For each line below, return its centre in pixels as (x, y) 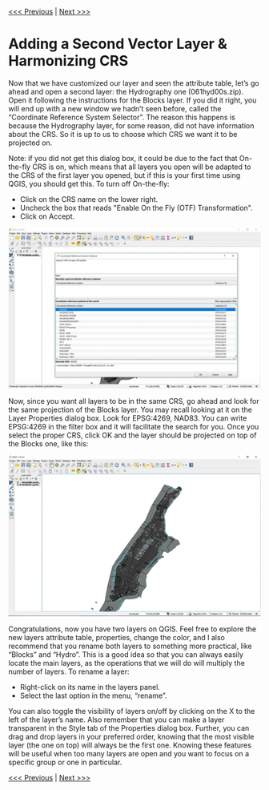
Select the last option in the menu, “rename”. (93, 695)
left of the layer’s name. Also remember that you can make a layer (116, 719)
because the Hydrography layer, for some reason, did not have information (131, 125)
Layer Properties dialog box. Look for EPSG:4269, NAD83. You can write (128, 418)
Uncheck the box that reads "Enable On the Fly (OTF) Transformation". (137, 208)
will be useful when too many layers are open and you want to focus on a (129, 753)
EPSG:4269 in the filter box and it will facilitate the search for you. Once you (134, 426)
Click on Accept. (47, 216)
